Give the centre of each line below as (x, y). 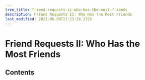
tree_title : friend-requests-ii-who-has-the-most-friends (66, 10)
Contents (20, 72)
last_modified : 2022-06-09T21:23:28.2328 (49, 19)
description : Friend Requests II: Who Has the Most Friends (69, 14)
